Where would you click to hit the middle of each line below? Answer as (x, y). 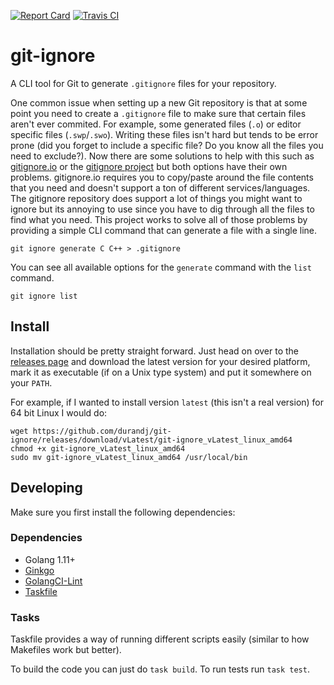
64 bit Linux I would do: (59, 412)
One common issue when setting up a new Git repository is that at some (159, 102)
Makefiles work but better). (66, 650)
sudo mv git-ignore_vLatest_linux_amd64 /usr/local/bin (129, 457)
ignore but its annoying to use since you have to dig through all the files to (162, 209)
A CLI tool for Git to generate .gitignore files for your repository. (143, 83)
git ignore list (44, 296)
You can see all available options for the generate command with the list (161, 267)
